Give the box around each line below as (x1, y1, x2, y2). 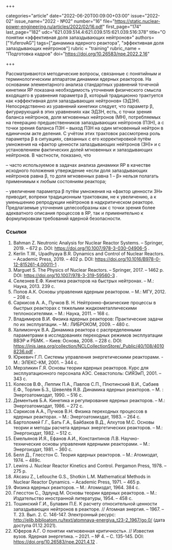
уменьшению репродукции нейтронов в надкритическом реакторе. (6, 199, 155, 205)
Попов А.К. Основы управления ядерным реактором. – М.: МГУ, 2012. (13, 289, 166, 295)
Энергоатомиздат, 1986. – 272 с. (13, 403, 84, 409)
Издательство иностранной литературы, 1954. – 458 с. (13, 495, 133, 501)
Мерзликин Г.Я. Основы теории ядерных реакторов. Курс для (13, 365, 149, 371)
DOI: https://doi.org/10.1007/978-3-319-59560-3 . (13, 272, 118, 279)
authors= (135, 34, 155, 40)
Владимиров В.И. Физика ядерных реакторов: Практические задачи (13, 316, 163, 322)
